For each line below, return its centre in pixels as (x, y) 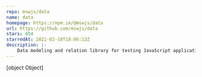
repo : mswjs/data (28, 12)
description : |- (26, 45)
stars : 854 (20, 34)
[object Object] (25, 67)
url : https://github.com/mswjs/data (52, 28)
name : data (20, 17)
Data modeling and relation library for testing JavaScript (94, 51)
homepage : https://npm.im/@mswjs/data (55, 23)
